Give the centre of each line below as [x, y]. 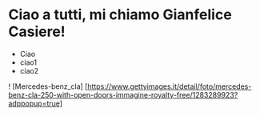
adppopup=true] [35, 103]
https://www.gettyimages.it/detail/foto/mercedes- [170, 86]
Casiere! [37, 32]
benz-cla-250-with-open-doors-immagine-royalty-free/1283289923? [123, 94]
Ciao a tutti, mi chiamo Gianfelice [120, 15]
